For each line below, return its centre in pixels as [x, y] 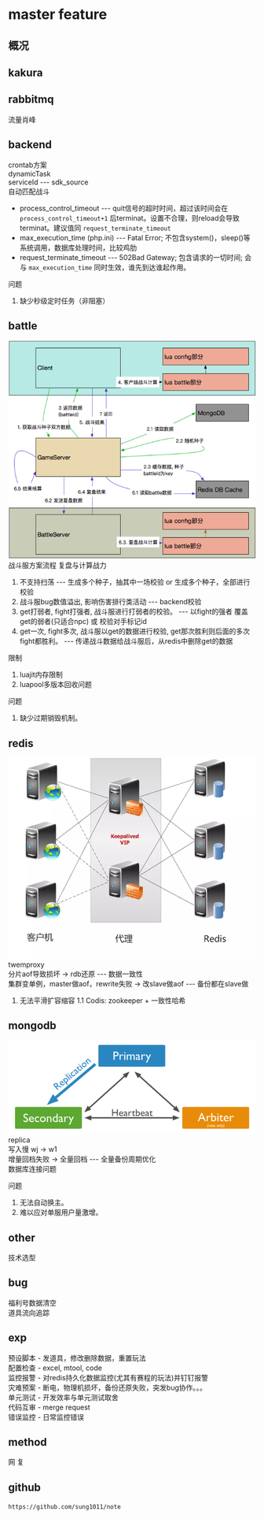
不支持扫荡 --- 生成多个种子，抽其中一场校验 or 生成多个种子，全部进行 [135, 582]
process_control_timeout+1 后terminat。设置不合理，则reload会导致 [129, 217]
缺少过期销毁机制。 [51, 718]
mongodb [32, 1025]
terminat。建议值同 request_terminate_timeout [95, 228]
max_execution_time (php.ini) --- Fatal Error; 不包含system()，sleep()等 [135, 237]
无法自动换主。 [44, 1202]
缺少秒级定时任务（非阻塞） [64, 300]
